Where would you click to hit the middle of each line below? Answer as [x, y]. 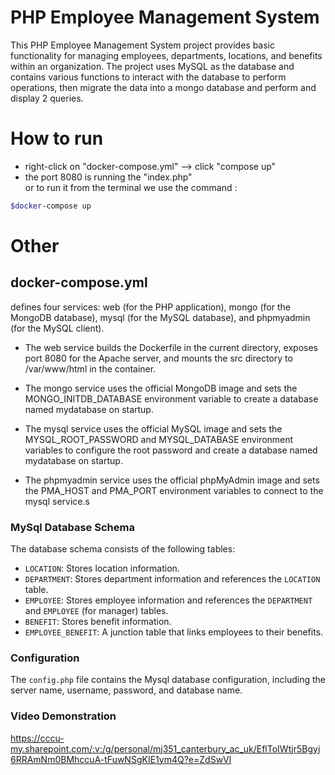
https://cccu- [37, 738]
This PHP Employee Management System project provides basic [143, 45]
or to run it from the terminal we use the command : [131, 187]
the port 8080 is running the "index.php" [108, 177]
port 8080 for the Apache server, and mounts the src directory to [158, 358]
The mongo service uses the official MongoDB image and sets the [161, 388]
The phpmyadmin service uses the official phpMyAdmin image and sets [172, 480]
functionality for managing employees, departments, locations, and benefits [166, 55]
